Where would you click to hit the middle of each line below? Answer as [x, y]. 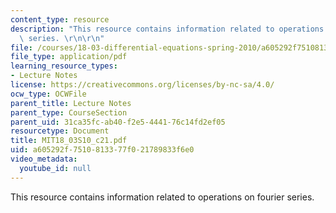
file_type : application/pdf [69, 57]
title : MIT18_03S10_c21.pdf [69, 141]
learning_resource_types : [64, 66]
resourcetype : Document [60, 131]
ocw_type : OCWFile [48, 94]
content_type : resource [60, 19]
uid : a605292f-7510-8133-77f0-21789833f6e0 [102, 150]
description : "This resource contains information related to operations [167, 29]
